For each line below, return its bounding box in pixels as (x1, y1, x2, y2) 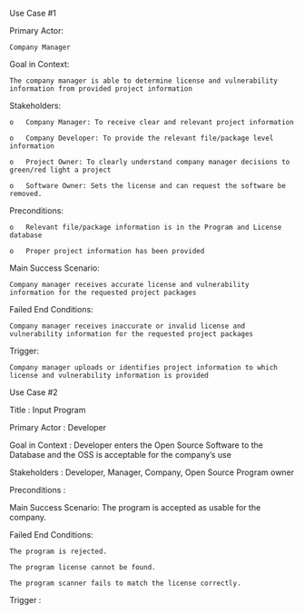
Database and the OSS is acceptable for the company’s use (9, 450, 231, 460)
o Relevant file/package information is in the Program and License (9, 223, 282, 232)
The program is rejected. (9, 547, 107, 556)
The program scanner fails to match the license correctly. (9, 579, 242, 588)
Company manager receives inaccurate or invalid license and (9, 322, 246, 331)
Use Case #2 (9, 387, 58, 398)
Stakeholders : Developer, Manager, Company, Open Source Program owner (9, 467, 295, 478)
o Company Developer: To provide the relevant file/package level (9, 134, 274, 143)
